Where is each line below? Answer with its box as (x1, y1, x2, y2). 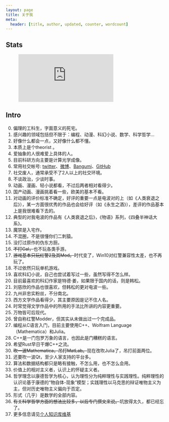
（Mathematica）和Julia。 (13, 328, 68, 335)
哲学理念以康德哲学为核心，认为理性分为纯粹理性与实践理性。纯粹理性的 (13, 373, 164, 379)
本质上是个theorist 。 (13, 144, 57, 150)
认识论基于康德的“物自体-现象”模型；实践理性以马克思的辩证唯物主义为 (13, 379, 161, 385)
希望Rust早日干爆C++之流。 (13, 341, 72, 347)
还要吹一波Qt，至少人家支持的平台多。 (13, 354, 94, 360)
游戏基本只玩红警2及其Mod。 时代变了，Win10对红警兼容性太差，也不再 (13, 252, 162, 258)
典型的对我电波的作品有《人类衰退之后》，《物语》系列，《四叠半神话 (13, 214, 153, 220)
